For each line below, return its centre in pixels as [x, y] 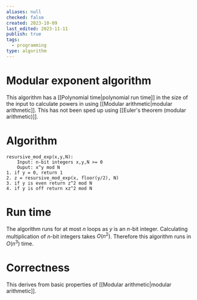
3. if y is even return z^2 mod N [49, 183]
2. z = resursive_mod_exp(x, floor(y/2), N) [63, 178]
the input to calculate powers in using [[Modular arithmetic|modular [89, 103]
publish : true [24, 34]
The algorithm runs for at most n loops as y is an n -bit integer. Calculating [97, 228]
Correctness [38, 268]
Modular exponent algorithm [79, 80]
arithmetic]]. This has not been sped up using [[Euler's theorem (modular [96, 110]
